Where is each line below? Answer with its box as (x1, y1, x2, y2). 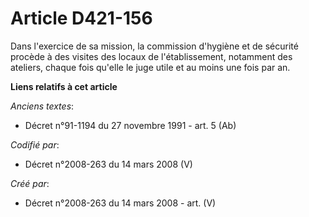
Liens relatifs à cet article (10, 80, 118, 92)
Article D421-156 (10, 7, 153, 30)
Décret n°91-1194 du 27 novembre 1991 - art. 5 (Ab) (24, 119, 237, 131)
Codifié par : (10, 138, 60, 151)
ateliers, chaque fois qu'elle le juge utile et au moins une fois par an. (10, 61, 291, 73)
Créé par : (10, 177, 50, 189)
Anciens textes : (10, 100, 75, 112)
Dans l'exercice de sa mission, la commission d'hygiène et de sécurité (10, 40, 299, 52)
